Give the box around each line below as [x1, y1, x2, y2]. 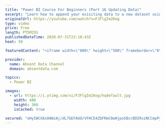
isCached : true [14, 107, 45, 112]
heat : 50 [5, 39, 23, 44]
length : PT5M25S [5, 30, 38, 35]
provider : [5, 57, 26, 62]
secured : [5, 116, 23, 121]
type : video [5, 21, 29, 26]
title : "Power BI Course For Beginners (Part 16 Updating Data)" [5, 7, 141, 12]
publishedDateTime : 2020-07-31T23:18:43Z [5, 35, 91, 40]
